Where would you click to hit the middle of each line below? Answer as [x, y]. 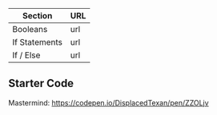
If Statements [37, 42]
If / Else [26, 55]
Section [38, 16]
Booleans [30, 29]
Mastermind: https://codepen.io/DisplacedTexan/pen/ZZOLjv [109, 102]
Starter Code [41, 83]
